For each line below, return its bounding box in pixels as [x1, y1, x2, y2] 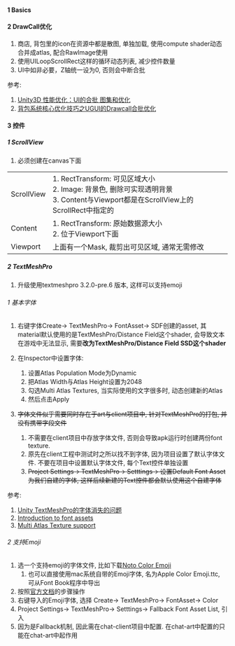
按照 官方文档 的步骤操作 [17, 587, 85, 596]
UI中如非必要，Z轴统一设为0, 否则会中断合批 [17, 65, 145, 74]
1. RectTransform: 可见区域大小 [52, 174, 156, 184]
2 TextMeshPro [7, 262, 52, 270]
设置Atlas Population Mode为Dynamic [27, 369, 137, 377]
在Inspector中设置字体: [17, 354, 84, 362]
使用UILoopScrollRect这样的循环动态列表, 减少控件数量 [17, 57, 176, 65]
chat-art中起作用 [29, 631, 78, 639]
